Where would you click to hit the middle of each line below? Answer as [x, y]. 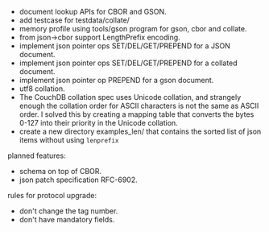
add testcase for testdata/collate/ [74, 20]
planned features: [37, 155]
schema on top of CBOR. [60, 171]
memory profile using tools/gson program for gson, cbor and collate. [133, 29]
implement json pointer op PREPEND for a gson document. [116, 80]
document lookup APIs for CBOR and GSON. [93, 12]
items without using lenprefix [69, 140]
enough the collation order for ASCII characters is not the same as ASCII [139, 106]
